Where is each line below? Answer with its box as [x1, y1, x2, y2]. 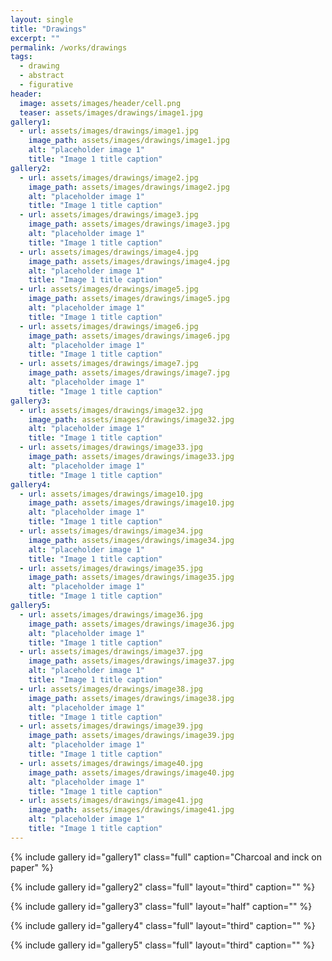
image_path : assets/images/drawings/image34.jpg [28, 535, 235, 545]
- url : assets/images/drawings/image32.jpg [19, 405, 203, 415]
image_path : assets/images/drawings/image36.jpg [28, 619, 235, 629]
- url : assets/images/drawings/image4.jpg [19, 247, 199, 257]
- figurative [19, 80, 74, 90]
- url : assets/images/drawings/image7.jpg [19, 359, 199, 369]
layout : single [10, 14, 74, 25]
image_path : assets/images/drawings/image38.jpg [28, 693, 235, 703]
